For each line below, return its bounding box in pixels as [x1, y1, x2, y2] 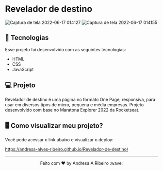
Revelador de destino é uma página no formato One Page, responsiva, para [5, 96, 156, 102]
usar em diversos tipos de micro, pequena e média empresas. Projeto [5, 101, 144, 108]
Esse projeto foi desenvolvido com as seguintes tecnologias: [5, 46, 126, 52]
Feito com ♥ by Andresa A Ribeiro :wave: [40, 160, 123, 166]
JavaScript [12, 66, 34, 72]
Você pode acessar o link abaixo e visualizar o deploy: [5, 137, 114, 143]
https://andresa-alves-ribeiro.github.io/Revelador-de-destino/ [5, 146, 129, 152]
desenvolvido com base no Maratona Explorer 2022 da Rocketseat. [5, 107, 140, 113]
